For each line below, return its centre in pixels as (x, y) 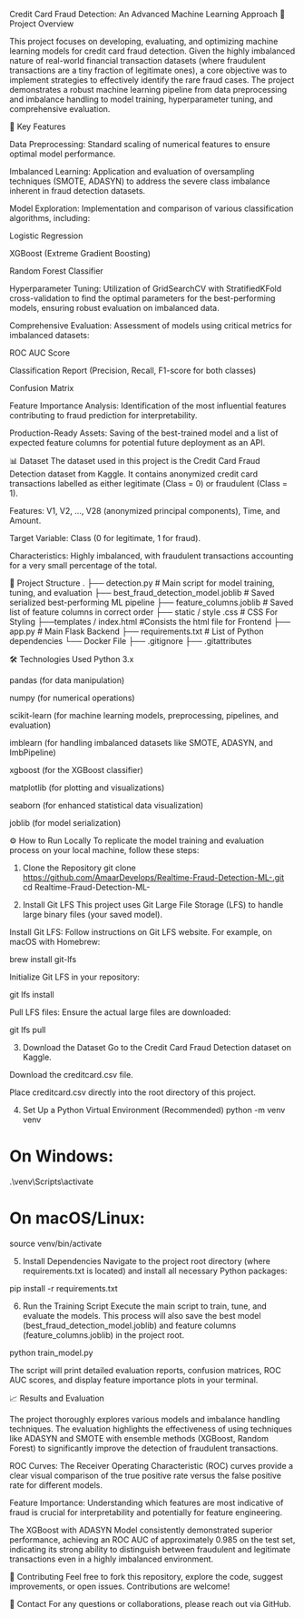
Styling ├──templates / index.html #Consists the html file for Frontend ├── (150, 622)
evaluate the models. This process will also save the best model (142, 1315)
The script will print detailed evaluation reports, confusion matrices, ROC (145, 1370)
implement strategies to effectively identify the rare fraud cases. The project (152, 80)
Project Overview (42, 24)
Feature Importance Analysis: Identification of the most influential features (148, 406)
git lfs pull (28, 1030)
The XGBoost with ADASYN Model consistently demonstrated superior (141, 1530)
